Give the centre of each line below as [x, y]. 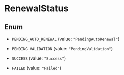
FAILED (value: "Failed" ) [37, 68]
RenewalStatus [37, 9]
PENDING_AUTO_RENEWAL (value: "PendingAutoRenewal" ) [65, 39]
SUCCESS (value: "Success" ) [39, 58]
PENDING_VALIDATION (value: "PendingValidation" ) [62, 48]
